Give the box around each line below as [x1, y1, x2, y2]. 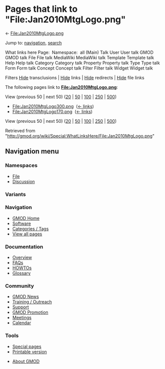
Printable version [12, 349, 47, 355]
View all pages [12, 231, 42, 237]
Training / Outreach [12, 299, 52, 305]
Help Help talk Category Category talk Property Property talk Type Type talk [5, 60, 160, 66]
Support [12, 304, 29, 310]
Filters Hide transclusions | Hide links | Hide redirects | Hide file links [5, 74, 145, 80]
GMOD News [12, 294, 39, 299]
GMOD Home [12, 215, 40, 221]
